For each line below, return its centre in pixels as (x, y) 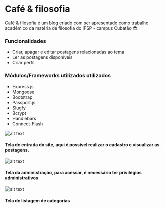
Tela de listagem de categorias (38, 200)
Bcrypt (19, 113)
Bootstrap (22, 97)
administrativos (22, 178)
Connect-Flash (28, 124)
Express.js (23, 86)
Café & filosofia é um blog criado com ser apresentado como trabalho (77, 23)
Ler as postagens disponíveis (43, 57)
